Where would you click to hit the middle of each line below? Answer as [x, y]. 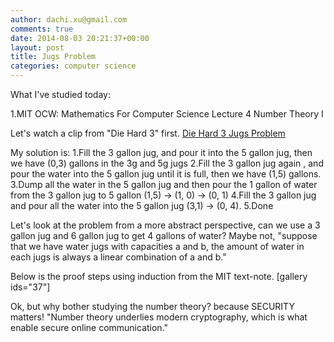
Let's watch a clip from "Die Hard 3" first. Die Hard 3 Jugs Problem [148, 133]
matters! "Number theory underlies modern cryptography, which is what [159, 317]
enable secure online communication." [89, 327]
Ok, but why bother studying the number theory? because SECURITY [152, 306]
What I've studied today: [60, 94]
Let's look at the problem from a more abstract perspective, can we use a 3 [165, 225]
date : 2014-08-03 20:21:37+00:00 [80, 38]
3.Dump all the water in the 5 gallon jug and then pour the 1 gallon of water [164, 184]
